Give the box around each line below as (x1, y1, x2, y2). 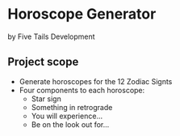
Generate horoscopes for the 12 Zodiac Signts (19, 76, 173, 86)
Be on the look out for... (31, 119, 110, 130)
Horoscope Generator (7, 5, 157, 23)
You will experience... (31, 111, 103, 121)
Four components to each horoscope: (19, 85, 145, 95)
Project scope (7, 55, 79, 69)
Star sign (31, 94, 61, 104)
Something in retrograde (31, 102, 113, 112)
